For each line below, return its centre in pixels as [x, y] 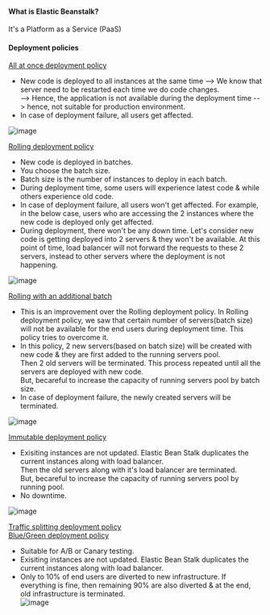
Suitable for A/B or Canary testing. [77, 551]
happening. [39, 265]
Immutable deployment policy [58, 437]
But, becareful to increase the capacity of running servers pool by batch [140, 380]
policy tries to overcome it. [64, 338]
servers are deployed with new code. [81, 372]
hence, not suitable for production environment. [106, 107]
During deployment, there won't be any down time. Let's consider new [137, 231]
